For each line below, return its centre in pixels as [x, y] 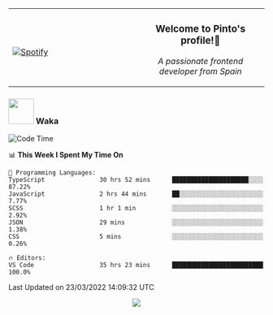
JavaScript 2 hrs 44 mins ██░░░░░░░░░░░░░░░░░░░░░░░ [136, 194]
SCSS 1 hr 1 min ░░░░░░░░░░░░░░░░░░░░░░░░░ [136, 209]
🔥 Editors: [27, 258]
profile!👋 [201, 41]
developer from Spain [200, 71]
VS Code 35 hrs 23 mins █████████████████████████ [136, 265]
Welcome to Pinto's [201, 29]
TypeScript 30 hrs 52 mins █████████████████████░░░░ [136, 180]
